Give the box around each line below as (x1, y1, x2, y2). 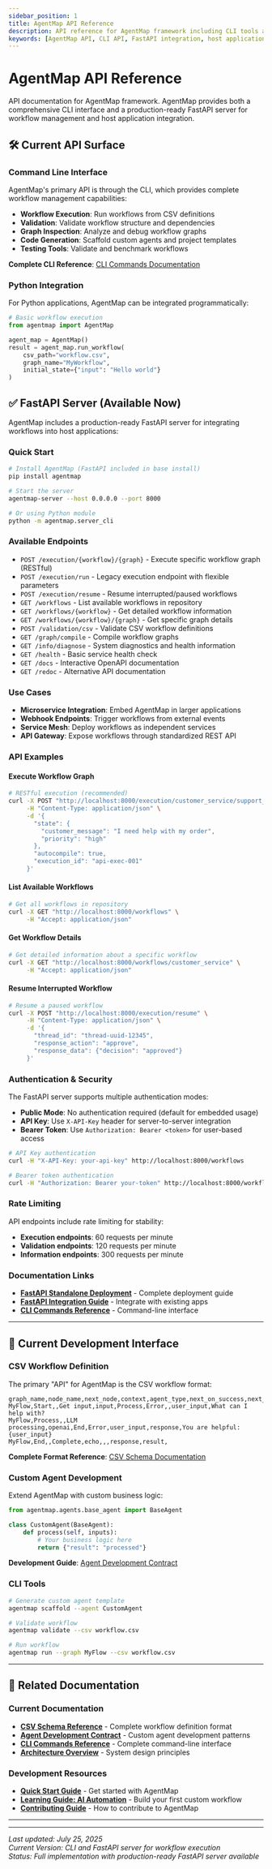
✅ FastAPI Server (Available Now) (8, 396, 181, 410)
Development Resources (8, 1768, 108, 1779)
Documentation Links (8, 1270, 95, 1281)
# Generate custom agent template (8, 1596, 125, 1605)
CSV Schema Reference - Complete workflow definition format (19, 1721, 232, 1731)
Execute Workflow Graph (8, 771, 95, 781)
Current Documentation (8, 1703, 104, 1714)
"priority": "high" (40, 835, 107, 843)
